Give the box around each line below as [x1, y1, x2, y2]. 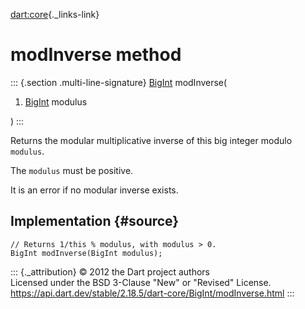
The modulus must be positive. [10, 164, 134, 176]
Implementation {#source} [10, 213, 180, 230]
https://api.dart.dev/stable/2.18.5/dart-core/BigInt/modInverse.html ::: [10, 287, 295, 299]
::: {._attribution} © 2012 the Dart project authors [10, 265, 210, 278]
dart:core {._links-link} [10, 9, 100, 20]
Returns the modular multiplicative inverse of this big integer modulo [10, 134, 293, 146]
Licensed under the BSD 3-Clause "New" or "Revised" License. [10, 276, 272, 288]
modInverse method [10, 44, 182, 66]
